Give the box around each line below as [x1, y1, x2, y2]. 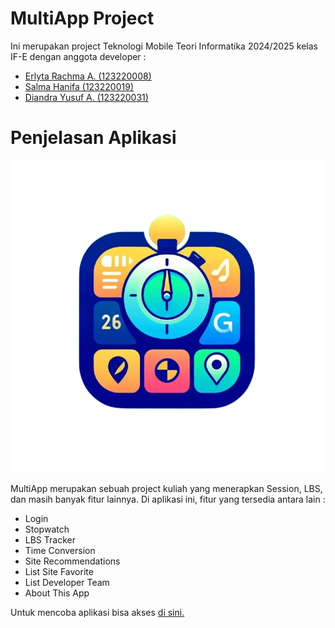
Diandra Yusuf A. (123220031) [24, 91, 149, 103]
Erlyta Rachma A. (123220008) [24, 70, 152, 82]
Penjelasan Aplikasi [10, 127, 177, 149]
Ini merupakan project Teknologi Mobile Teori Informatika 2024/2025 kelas [10, 40, 318, 52]
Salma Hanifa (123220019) [24, 80, 134, 92]
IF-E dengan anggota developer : [10, 50, 147, 62]
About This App [24, 587, 90, 599]
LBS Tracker [24, 533, 76, 546]
